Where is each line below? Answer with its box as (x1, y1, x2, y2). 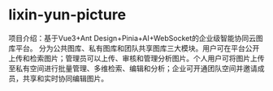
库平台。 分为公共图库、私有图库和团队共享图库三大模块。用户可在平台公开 (8, 43, 260, 53)
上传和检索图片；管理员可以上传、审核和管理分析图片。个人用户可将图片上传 (8, 53, 265, 63)
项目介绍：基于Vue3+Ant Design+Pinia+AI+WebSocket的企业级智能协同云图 (8, 33, 264, 43)
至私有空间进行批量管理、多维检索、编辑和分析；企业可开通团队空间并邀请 (8, 63, 258, 73)
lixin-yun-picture (8, 6, 127, 24)
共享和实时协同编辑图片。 (22, 73, 108, 83)
